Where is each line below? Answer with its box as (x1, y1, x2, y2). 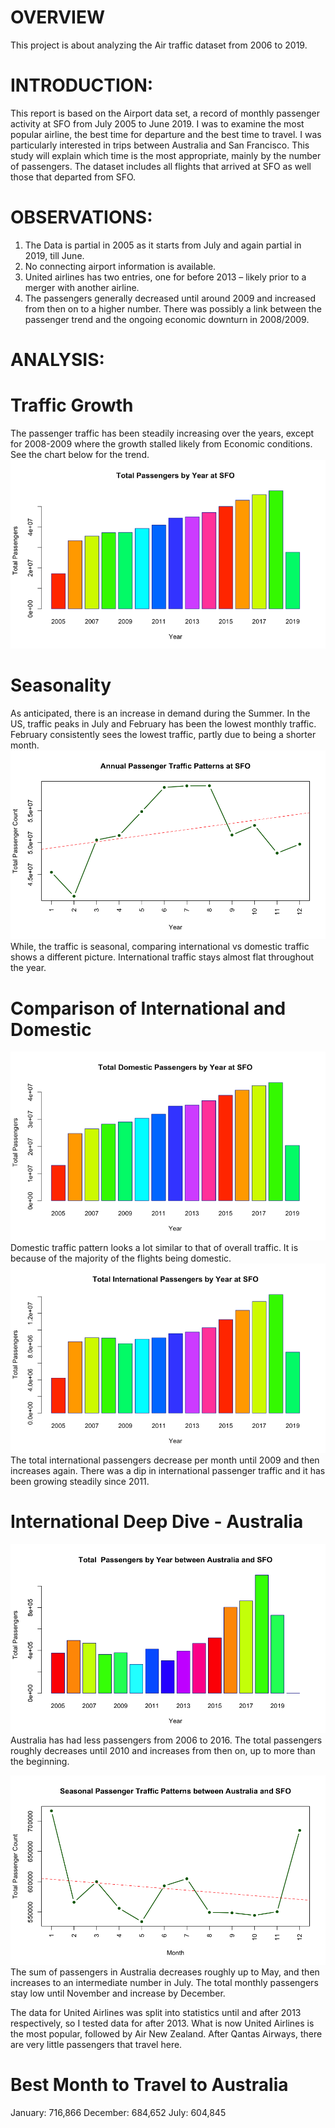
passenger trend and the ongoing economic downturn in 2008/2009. (24, 313, 310, 325)
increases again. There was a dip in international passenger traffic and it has (10, 1465, 326, 1477)
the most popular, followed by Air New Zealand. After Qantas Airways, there (10, 2027, 323, 2040)
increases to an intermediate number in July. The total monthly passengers (10, 1976, 319, 1988)
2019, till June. (24, 249, 85, 261)
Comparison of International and (10, 997, 287, 1020)
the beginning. (10, 1756, 70, 1768)
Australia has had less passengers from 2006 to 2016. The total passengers (10, 1734, 323, 1746)
